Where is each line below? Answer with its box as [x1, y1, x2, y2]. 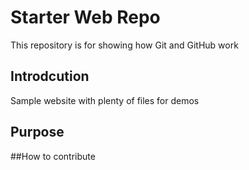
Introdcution [10, 68, 90, 85]
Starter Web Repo [10, 6, 161, 29]
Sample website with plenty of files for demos [10, 94, 200, 106]
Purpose [10, 124, 65, 141]
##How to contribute [10, 150, 96, 162]
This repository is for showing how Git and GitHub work [10, 39, 239, 51]
